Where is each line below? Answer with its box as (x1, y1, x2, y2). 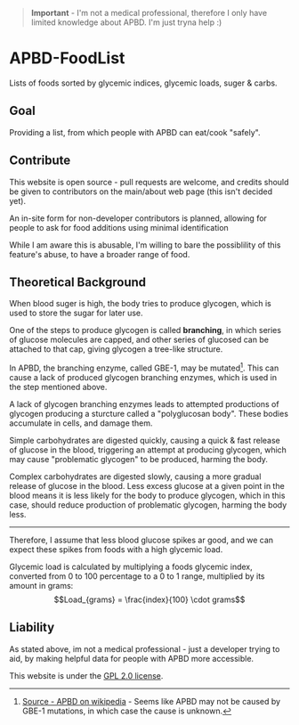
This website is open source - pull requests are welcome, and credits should (9, 176, 289, 187)
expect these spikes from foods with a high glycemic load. (9, 544, 223, 555)
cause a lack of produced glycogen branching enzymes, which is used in (9, 372, 278, 383)
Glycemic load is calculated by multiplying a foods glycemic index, (9, 561, 253, 573)
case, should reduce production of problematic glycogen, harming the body (9, 500, 287, 510)
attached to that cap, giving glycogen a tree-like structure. (9, 344, 223, 354)
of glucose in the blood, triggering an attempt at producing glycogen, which (9, 444, 287, 455)
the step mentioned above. (9, 382, 108, 393)
